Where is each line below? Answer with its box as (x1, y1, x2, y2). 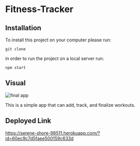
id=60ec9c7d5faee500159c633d (5, 135, 74, 141)
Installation (5, 24, 41, 32)
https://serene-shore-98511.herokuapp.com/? (5, 130, 100, 136)
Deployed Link (5, 117, 52, 125)
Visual (5, 79, 26, 88)
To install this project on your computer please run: (5, 37, 112, 43)
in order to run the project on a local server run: (5, 55, 104, 61)
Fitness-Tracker (5, 4, 74, 15)
